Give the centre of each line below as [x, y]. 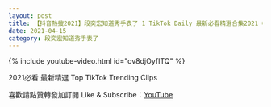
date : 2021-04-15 [38, 31]
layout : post [30, 16]
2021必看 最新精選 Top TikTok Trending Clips [83, 78]
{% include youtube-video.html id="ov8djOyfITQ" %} [97, 61]
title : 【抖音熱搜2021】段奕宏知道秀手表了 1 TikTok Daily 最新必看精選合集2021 [133, 23]
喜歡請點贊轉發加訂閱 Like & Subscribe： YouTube [91, 95]
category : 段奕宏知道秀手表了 [54, 38]
